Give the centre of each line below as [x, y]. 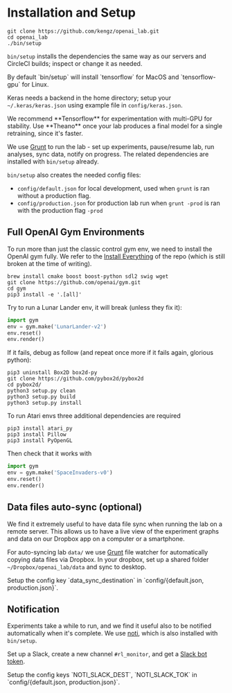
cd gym [17, 288]
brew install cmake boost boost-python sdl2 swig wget [88, 276]
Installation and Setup [72, 13]
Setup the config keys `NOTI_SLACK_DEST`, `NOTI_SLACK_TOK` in [102, 675]
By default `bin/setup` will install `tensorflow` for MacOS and [93, 77]
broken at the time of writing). [50, 263]
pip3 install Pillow [37, 435]
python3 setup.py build [42, 397]
